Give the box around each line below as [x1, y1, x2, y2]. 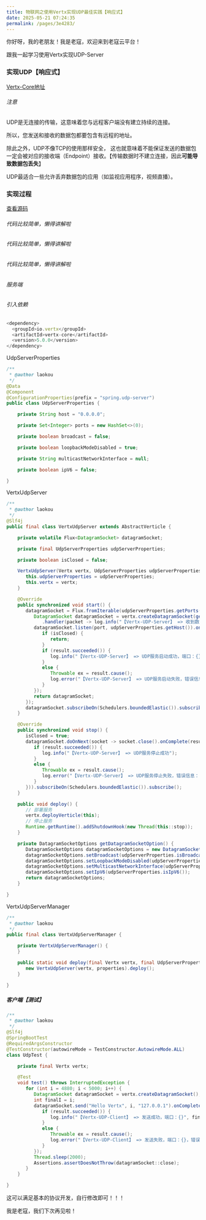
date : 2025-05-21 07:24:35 [6, 15, 75, 21]
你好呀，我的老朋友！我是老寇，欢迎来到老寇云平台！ [6, 38, 141, 45]
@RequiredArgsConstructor [6, 1040, 72, 1047]
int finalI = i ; [33, 1097, 75, 1103]
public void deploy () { [17, 801, 78, 807]
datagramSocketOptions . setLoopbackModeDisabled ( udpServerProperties [25, 858, 204, 864]
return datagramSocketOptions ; [25, 875, 105, 881]
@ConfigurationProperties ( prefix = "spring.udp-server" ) [6, 394, 155, 401]
